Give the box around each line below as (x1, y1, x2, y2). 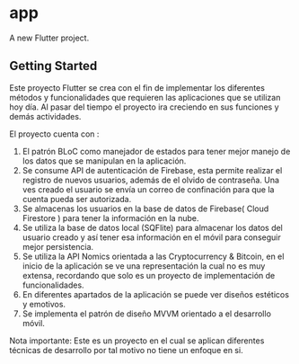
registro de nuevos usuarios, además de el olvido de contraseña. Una (22, 174, 280, 185)
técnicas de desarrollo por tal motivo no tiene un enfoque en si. (9, 344, 244, 355)
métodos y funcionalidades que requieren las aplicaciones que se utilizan (9, 92, 281, 102)
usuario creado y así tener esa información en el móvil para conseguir (22, 232, 281, 243)
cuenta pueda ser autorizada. (22, 193, 132, 204)
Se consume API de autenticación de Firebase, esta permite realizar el (22, 164, 283, 175)
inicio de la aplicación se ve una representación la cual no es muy (22, 260, 266, 271)
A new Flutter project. (9, 32, 90, 43)
